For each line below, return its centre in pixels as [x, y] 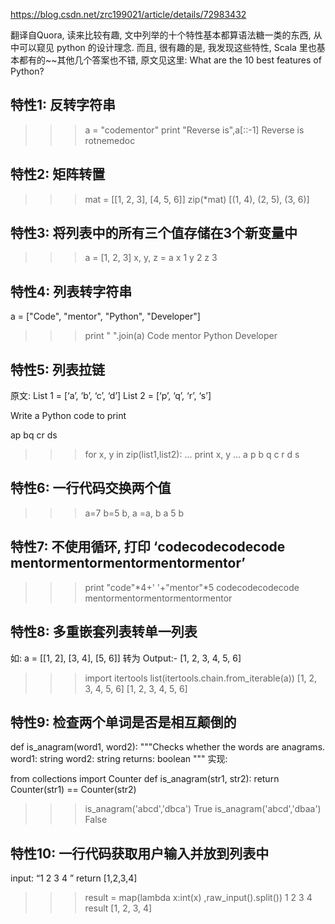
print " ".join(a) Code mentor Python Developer [181, 336]
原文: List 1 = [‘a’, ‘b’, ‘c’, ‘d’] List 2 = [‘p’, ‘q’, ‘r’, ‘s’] [111, 396]
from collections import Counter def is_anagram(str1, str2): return [145, 779]
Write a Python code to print [68, 416]
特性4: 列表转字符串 [71, 291]
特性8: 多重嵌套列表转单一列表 [104, 632]
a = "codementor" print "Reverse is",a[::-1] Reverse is [194, 130]
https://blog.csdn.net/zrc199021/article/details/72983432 [128, 14]
